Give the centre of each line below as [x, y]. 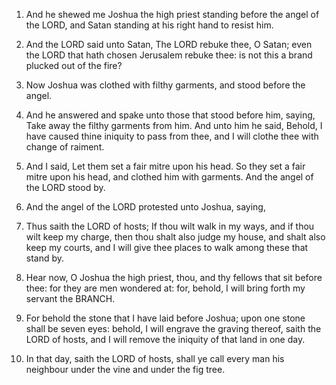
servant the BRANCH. [70, 298]
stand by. [45, 258]
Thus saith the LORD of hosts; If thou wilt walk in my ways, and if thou [170, 226]
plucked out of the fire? [74, 65]
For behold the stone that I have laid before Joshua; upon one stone [165, 318]
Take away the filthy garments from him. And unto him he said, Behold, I [174, 125]
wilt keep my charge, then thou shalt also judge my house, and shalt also [175, 237]
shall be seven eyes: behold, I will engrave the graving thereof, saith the [173, 328]
